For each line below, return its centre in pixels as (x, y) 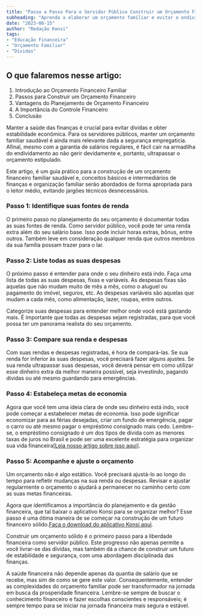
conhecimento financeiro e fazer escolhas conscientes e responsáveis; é (97, 599)
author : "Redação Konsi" (37, 29)
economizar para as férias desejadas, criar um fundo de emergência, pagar (100, 419)
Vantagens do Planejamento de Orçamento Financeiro (82, 103)
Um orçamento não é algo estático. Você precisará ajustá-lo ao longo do (96, 474)
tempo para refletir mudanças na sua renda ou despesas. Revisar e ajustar (98, 481)
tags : (13, 34)
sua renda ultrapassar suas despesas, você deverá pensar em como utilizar (100, 365)
